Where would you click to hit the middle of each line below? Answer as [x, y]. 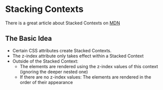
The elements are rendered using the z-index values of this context [89, 66]
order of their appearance [46, 82]
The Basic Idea [29, 39]
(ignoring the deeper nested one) [54, 72]
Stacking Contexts [44, 9]
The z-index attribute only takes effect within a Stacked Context [78, 56]
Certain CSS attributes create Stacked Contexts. [62, 50]
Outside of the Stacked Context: [45, 61]
